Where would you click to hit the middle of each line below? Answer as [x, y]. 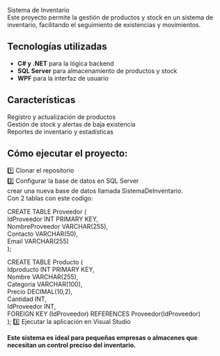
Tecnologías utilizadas [57, 47]
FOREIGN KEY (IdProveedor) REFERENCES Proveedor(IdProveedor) [104, 314]
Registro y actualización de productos [62, 117]
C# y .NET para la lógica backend [65, 63]
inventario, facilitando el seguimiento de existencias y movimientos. [104, 25]
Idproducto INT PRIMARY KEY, [51, 270]
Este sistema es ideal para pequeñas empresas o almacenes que [103, 338]
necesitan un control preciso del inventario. [72, 345]
